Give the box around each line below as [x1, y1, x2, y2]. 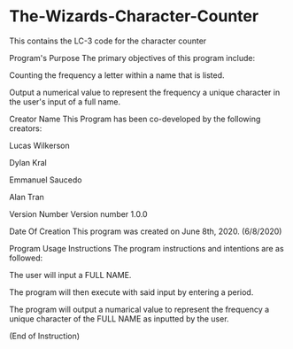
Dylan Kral [9, 157, 47, 167]
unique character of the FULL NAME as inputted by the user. [9, 313, 229, 324]
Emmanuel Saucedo [9, 174, 82, 185]
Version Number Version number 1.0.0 [9, 208, 148, 219]
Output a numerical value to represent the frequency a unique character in [9, 87, 281, 97]
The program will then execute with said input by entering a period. [9, 286, 254, 298]
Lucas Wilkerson [9, 140, 70, 151]
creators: [9, 122, 42, 134]
